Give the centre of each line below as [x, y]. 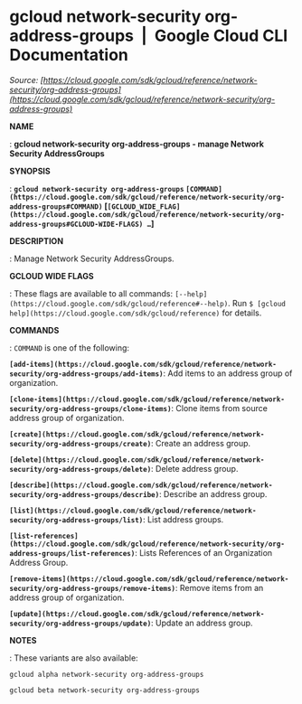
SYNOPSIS [30, 171]
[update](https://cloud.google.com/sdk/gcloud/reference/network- [137, 614]
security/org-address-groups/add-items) [87, 374]
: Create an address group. [201, 443]
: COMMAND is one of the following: [69, 347]
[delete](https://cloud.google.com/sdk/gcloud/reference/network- [137, 460]
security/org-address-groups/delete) [80, 469]
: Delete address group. [194, 468]
